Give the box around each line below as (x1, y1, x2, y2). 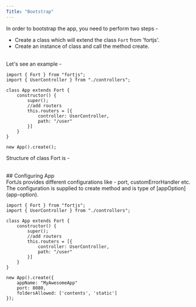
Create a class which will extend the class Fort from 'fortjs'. (14, 36, 160, 43)
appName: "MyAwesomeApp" (17, 280, 78, 286)
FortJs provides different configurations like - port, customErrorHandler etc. (6, 178, 191, 185)
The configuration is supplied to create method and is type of (6, 184, 155, 192)
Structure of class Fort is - (6, 154, 70, 161)
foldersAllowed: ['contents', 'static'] (17, 290, 117, 296)
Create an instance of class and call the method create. (14, 43, 149, 50)
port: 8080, (17, 285, 46, 291)
